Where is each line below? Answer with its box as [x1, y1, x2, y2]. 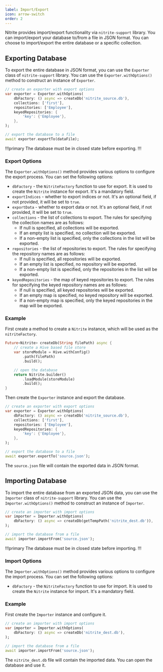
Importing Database [5, 477, 67, 485]
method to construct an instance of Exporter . [5, 78, 96, 84]
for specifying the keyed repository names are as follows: [12, 282, 127, 288]
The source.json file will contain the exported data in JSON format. [5, 462, 140, 468]
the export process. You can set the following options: [5, 174, 113, 180]
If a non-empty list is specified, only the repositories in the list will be [19, 267, 158, 273]
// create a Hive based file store [14, 345, 86, 350]
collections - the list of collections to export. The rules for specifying [12, 214, 152, 220]
